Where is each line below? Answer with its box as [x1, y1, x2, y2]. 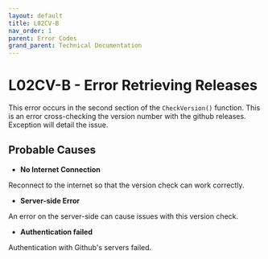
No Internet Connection [19, 164, 101, 174]
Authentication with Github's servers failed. [8, 242, 152, 252]
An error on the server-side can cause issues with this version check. [8, 211, 239, 221]
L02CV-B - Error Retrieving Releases [8, 76, 258, 95]
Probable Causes [8, 143, 97, 157]
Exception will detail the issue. [8, 120, 109, 129]
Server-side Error [19, 195, 80, 205]
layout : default [8, 11, 63, 20]
